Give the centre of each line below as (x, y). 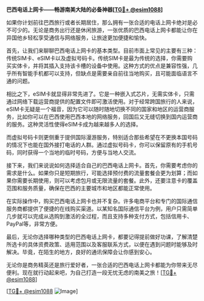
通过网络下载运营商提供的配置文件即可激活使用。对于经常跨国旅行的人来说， (102, 102)
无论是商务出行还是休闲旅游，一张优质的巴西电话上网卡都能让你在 (115, 30)
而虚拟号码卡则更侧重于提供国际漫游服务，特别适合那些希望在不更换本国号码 (102, 137)
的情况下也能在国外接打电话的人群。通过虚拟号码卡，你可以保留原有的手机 (99, 145)
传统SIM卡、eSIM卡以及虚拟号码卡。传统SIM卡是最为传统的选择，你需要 (97, 58)
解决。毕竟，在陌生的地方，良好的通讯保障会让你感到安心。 (81, 252)
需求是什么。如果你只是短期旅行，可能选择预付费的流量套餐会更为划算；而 (99, 173)
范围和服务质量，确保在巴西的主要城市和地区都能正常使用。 (81, 188)
